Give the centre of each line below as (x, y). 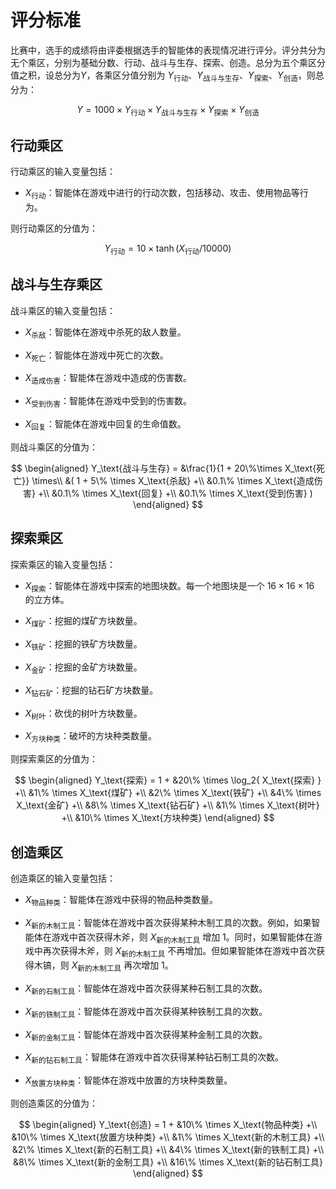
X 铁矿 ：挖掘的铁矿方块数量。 (83, 645)
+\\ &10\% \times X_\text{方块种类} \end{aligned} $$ (168, 818)
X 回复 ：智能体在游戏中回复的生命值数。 (105, 424)
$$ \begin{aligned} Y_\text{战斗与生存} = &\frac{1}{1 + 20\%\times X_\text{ (163, 468)
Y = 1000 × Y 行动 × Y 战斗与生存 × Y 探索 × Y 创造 (168, 110)
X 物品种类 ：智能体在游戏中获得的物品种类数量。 (121, 900)
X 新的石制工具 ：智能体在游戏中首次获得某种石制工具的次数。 (146, 989)
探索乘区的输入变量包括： (63, 564)
